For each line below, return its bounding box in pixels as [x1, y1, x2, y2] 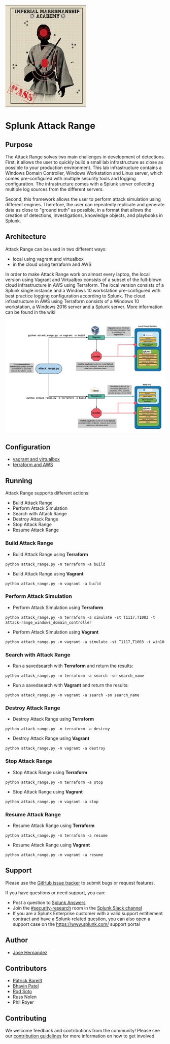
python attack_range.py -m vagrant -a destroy [5, 746, 106, 751]
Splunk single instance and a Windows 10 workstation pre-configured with [5, 287, 161, 293]
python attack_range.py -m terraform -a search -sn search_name [5, 673, 144, 678]
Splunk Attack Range [5, 120, 95, 132]
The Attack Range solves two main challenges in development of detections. [5, 154, 165, 160]
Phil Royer [12, 999, 34, 1005]
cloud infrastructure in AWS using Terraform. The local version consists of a [5, 282, 164, 288]
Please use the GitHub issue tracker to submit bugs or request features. [5, 880, 155, 886]
